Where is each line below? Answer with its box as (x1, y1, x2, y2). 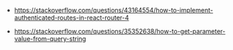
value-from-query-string (13, 35, 87, 43)
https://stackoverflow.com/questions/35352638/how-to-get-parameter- (13, 27, 226, 35)
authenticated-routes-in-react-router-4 (13, 13, 129, 22)
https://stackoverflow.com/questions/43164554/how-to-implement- (13, 6, 213, 14)
